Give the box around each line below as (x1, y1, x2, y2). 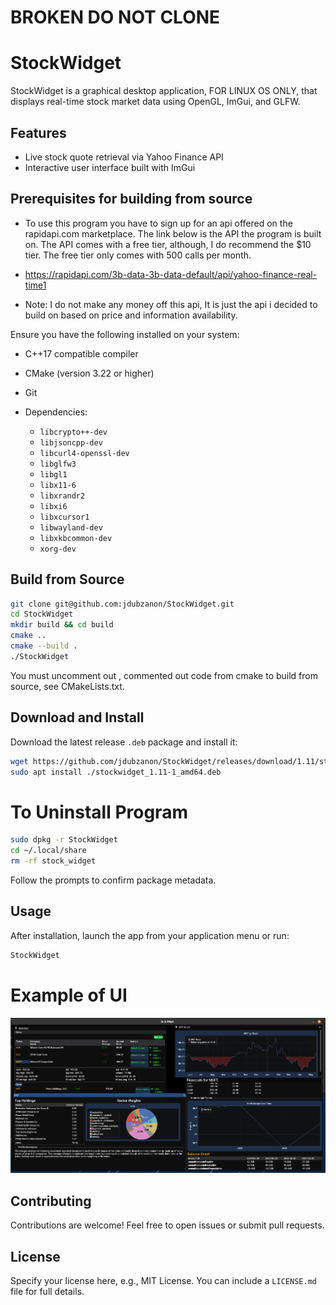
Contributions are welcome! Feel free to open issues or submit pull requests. (10, 1219, 325, 1231)
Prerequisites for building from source (10, 191, 253, 208)
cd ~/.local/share (10, 846, 87, 856)
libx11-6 (39, 480, 77, 490)
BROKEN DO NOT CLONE (10, 6, 221, 29)
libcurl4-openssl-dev (39, 448, 130, 458)
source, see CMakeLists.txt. (10, 680, 125, 692)
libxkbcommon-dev (39, 533, 113, 543)
